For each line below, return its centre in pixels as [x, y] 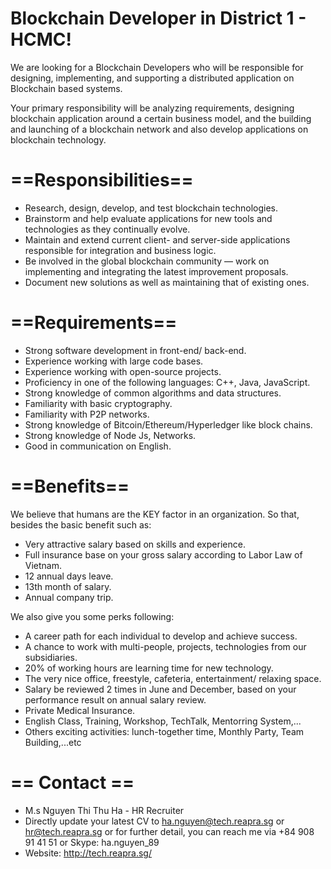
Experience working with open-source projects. [123, 371]
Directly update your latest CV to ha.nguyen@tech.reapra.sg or [154, 821]
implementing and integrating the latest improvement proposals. [156, 271]
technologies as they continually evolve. [107, 229]
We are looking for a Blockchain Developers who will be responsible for [157, 67]
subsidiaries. [51, 657]
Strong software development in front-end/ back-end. [135, 350]
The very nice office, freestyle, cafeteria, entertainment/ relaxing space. [173, 678]
